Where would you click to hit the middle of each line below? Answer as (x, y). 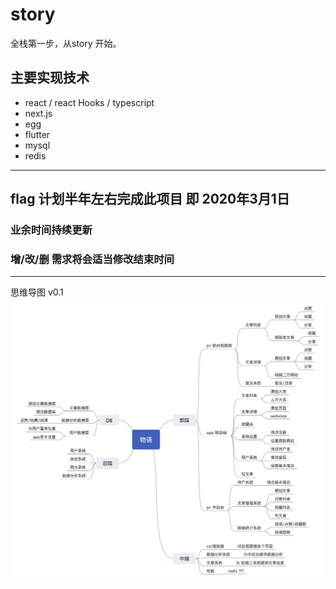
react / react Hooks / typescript (89, 102)
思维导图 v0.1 (37, 292)
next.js (38, 113)
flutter (37, 134)
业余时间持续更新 (51, 230)
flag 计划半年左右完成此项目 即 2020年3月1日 (150, 199)
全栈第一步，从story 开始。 (66, 43)
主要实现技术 (50, 78)
